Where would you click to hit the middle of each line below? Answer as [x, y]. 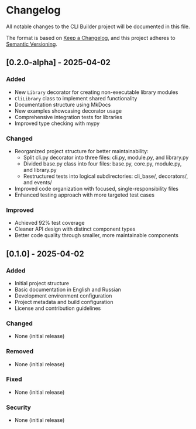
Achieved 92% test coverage [49, 223]
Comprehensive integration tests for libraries [68, 117]
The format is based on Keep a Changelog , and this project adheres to [91, 38]
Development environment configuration [63, 295]
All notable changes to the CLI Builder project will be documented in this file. [98, 26]
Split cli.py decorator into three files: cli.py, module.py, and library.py [106, 157]
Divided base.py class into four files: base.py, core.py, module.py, [102, 163]
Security [18, 407]
